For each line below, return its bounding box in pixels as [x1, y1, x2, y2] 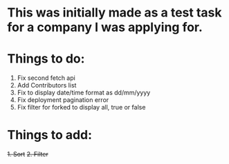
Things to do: [7, 51, 85, 67]
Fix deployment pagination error [17, 96, 109, 104]
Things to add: [7, 127, 92, 143]
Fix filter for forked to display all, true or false [17, 103, 146, 112]
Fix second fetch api [17, 74, 76, 82]
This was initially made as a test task [7, 5, 223, 21]
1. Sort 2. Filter [7, 150, 48, 158]
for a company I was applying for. [7, 19, 203, 35]
